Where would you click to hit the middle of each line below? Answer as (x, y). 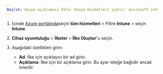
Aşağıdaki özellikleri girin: (37, 47)
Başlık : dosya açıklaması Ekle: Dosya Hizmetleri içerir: (67, 9)
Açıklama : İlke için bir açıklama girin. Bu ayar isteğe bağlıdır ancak (85, 62)
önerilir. (27, 67)
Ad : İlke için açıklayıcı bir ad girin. (52, 57)
